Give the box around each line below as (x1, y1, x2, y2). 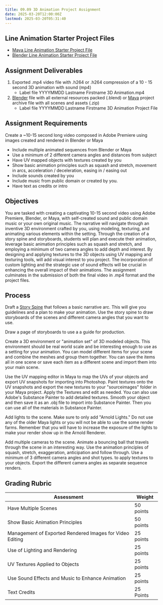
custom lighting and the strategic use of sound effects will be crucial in (5, 261, 147, 268)
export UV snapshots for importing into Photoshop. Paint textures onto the (5, 379, 154, 385)
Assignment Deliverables (5, 66, 83, 74)
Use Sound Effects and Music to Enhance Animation (7, 575, 126, 582)
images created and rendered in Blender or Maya (5, 137, 103, 143)
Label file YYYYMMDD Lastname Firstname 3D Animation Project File (19, 105, 158, 111)
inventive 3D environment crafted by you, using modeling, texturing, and (5, 225, 149, 231)
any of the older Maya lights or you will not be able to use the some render (5, 420, 154, 425)
